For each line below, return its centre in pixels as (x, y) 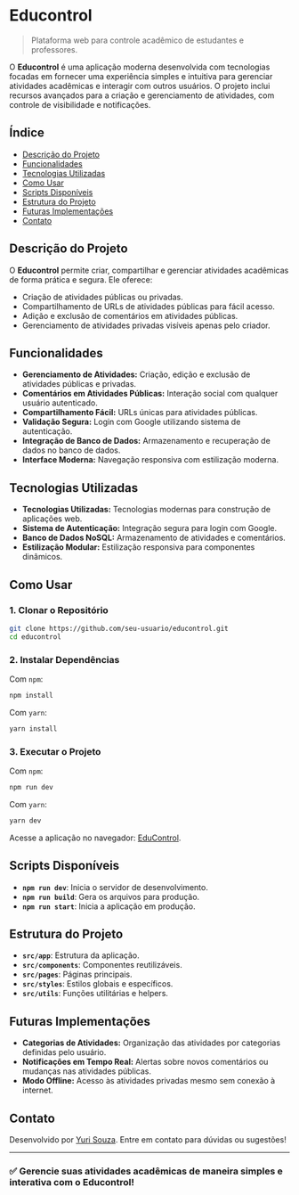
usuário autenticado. (60, 403)
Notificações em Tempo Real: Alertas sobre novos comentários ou (145, 1062)
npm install (31, 695)
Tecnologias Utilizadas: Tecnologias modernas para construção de (146, 510)
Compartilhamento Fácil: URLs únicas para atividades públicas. (140, 413)
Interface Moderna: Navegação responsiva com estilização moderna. (150, 460)
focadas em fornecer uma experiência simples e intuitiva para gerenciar (141, 76)
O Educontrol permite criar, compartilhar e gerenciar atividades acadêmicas (149, 270)
